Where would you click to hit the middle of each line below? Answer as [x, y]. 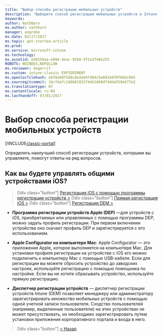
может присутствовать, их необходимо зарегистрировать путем [79, 314]
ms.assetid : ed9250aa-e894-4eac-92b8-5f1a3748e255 [57, 59]
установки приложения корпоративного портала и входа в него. [79, 319]
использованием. [30, 233]
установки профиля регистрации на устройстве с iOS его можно [79, 253]
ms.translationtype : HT [29, 86]
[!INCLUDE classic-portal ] [30, 144]
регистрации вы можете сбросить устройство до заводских [75, 263]
